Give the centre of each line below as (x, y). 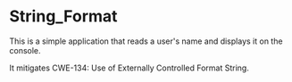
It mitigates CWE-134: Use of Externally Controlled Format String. (129, 68)
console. (25, 50)
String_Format (63, 16)
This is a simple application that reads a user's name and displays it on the (146, 41)
